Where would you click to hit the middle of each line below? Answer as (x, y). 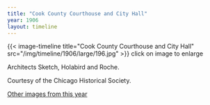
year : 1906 (23, 20)
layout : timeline (32, 26)
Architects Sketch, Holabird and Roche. (63, 67)
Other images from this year (47, 94)
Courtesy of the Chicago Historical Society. (69, 81)
